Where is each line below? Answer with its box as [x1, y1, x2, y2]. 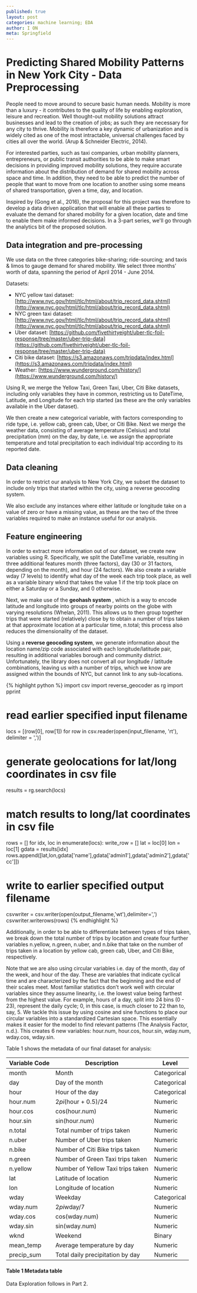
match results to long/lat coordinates [6, 807, 191, 821]
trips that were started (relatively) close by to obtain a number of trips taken [6, 615, 190, 622]
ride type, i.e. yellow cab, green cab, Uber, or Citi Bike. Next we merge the [6, 420, 186, 427]
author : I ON [6, 25, 38, 31]
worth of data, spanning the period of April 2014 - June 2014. [6, 268, 155, 276]
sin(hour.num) [55, 1117, 95, 1125]
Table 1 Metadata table [6, 1267, 63, 1274]
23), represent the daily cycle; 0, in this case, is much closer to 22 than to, [6, 1002, 186, 1010]
